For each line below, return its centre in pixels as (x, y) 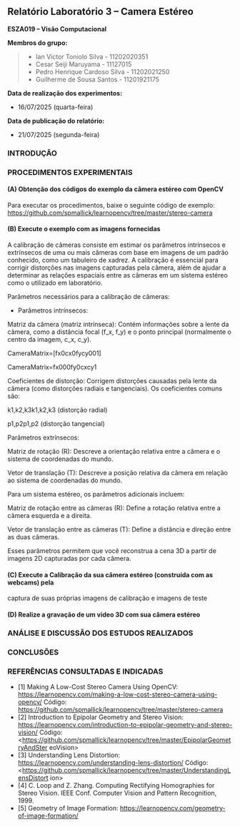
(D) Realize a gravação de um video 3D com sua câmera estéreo (104, 614)
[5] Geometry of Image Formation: (68, 808)
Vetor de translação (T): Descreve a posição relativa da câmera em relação (118, 473)
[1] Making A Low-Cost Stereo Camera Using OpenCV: (98, 687)
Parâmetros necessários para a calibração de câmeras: (89, 297)
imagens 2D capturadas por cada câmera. (69, 559)
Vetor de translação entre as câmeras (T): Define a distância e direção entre (119, 529)
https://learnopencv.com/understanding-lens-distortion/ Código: (113, 762)
